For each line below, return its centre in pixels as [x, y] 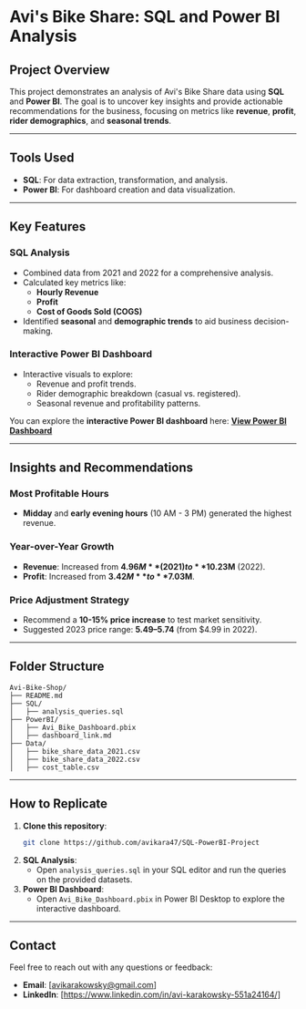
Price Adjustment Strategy [70, 600]
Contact [33, 945]
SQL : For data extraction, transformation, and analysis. [125, 180]
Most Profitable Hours [59, 494]
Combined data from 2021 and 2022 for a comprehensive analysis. [148, 273]
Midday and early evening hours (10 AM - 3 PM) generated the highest [157, 513]
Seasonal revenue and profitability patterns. [118, 403]
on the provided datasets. [84, 879]
